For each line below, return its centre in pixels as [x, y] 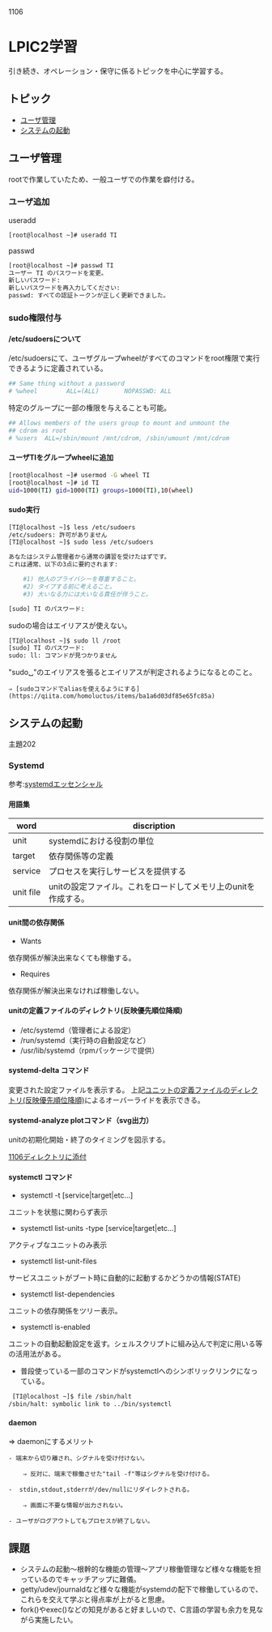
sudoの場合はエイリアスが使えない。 [70, 625]
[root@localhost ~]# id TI [54, 483]
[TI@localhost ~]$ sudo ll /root [65, 641]
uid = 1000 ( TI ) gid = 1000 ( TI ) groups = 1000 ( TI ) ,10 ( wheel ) [101, 490]
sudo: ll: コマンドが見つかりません [63, 656]
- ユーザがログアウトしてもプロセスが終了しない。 [81, 1521]
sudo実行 [24, 510]
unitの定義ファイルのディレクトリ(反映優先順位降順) [96, 1010]
